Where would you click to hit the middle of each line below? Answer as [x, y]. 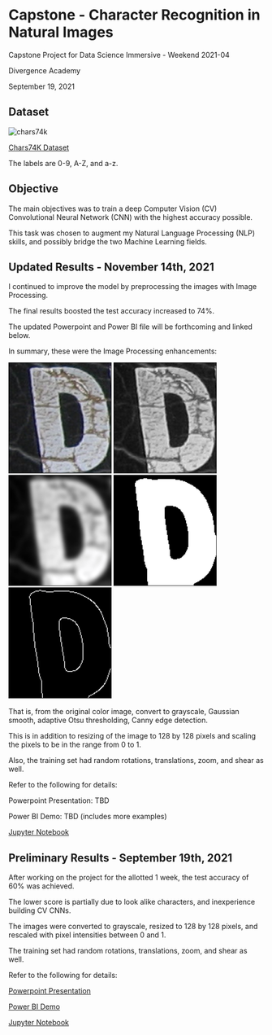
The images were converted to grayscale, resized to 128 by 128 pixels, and [133, 927]
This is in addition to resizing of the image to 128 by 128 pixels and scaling [132, 736]
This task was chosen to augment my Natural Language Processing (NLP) [132, 233]
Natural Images [61, 32]
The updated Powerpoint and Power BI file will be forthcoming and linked [131, 327]
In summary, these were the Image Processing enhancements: [113, 351]
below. [19, 335]
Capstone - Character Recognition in [134, 15]
